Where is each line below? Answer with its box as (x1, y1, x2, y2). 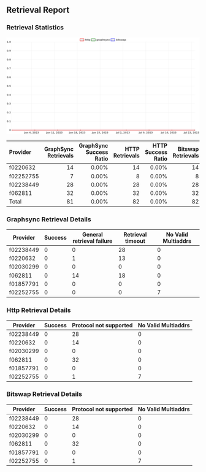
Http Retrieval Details (6, 306, 71, 314)
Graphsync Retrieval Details (6, 215, 91, 223)
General (82, 230, 103, 238)
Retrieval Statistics (6, 23, 64, 32)
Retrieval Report (6, 5, 70, 15)
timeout (124, 237, 146, 245)
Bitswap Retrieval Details (6, 390, 83, 398)
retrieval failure (72, 237, 113, 245)
